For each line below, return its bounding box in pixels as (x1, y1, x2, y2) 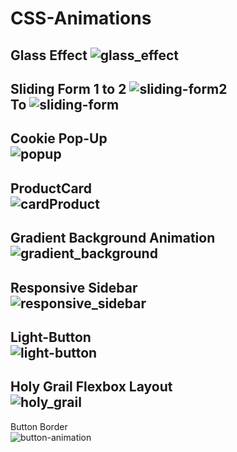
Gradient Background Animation (10, 230, 216, 247)
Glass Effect (10, 47, 88, 64)
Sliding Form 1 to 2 (10, 80, 127, 97)
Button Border (10, 420, 68, 432)
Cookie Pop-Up (10, 130, 108, 147)
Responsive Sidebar (10, 279, 138, 296)
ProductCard (10, 180, 92, 197)
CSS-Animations (10, 7, 152, 30)
